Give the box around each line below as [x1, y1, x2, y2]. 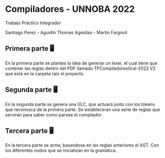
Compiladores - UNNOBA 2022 [5, 3, 135, 15]
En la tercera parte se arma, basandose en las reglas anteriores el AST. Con [5, 142, 160, 148]
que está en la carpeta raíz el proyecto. [5, 70, 85, 76]
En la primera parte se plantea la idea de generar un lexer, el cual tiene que [5, 60, 158, 66]
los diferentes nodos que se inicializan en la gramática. [5, 148, 117, 154]
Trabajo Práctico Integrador [5, 20, 61, 26]
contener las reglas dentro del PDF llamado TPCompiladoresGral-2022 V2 [5, 65, 156, 71]
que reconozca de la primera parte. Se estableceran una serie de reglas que [5, 106, 161, 112]
